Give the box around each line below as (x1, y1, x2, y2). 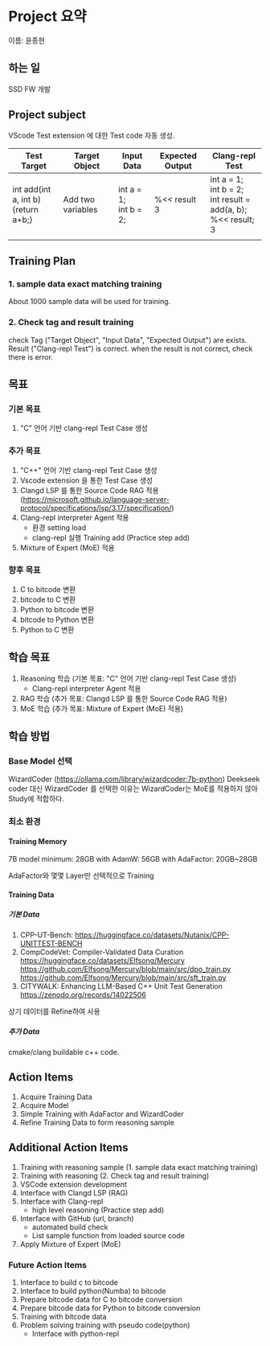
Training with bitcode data (19, 1311, 107, 1321)
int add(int (12, 183, 51, 195)
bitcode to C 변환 (19, 595, 76, 604)
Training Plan (8, 254, 76, 268)
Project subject (8, 108, 87, 121)
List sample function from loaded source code (31, 1230, 185, 1240)
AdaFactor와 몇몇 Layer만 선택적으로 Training (8, 871, 154, 881)
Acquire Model (19, 1100, 69, 1110)
